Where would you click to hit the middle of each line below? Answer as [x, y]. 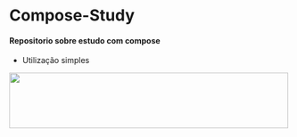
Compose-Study [72, 16]
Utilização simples [56, 60]
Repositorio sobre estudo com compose [85, 40]
